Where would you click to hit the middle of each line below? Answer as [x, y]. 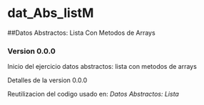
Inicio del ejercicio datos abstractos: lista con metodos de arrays [102, 67]
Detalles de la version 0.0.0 [47, 80]
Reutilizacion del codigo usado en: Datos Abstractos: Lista [93, 94]
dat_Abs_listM [51, 13]
